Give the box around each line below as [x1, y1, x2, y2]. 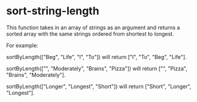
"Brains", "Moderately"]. [6, 71, 66, 78]
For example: [6, 42, 39, 49]
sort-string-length [6, 4, 100, 18]
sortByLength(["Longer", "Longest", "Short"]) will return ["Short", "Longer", [6, 82, 192, 90]
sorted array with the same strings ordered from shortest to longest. [6, 30, 174, 37]
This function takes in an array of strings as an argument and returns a [6, 24, 180, 31]
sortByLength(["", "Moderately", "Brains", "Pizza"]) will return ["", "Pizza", [6, 64, 187, 72]
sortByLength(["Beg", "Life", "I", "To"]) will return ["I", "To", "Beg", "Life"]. [6, 53, 187, 60]
